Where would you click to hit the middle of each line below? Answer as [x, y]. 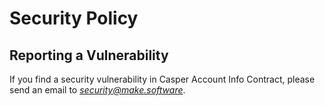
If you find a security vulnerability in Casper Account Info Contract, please [162, 79]
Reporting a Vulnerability [89, 55]
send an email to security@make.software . [97, 90]
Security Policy [74, 18]
